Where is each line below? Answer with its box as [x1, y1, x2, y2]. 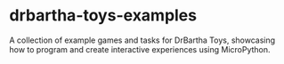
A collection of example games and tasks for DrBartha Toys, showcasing [9, 35, 276, 45]
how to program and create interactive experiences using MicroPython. [9, 44, 271, 54]
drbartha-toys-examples [9, 5, 198, 26]
